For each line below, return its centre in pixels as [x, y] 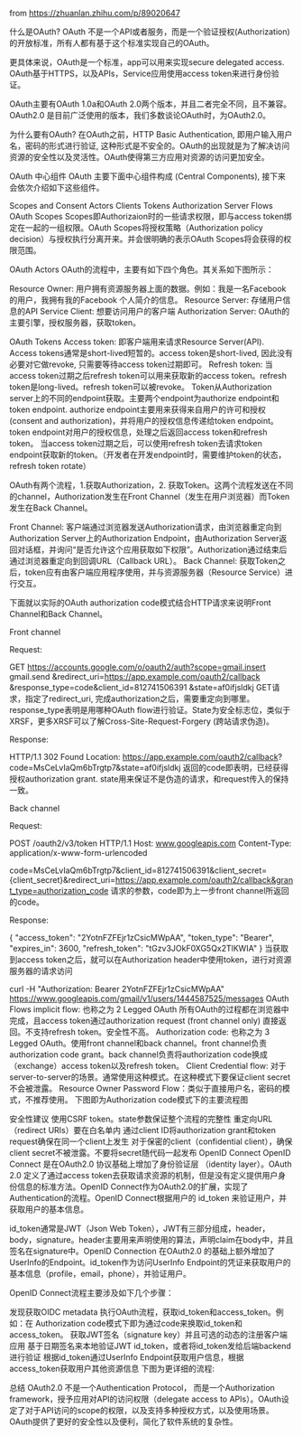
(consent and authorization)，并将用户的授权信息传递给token [123, 421]
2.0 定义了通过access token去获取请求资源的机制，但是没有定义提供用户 [144, 1175]
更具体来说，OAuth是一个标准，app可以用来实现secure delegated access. [147, 62]
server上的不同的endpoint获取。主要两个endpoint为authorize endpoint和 [144, 398]
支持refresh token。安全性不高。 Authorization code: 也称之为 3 [151, 1032]
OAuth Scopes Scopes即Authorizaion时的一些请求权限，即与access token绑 [151, 216]
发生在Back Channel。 [51, 508]
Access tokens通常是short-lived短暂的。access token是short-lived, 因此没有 [151, 353]
